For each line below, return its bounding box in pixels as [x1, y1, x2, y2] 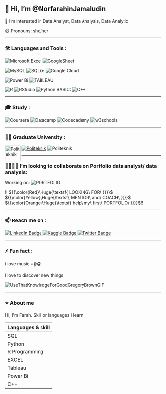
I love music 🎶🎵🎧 [5, 261, 41, 267]
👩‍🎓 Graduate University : [5, 134, 66, 141]
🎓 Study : [5, 104, 31, 111]
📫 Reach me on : [5, 217, 47, 224]
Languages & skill [7, 324, 50, 331]
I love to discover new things [5, 272, 64, 278]
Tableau [7, 364, 26, 371]
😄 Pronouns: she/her [5, 28, 49, 34]
